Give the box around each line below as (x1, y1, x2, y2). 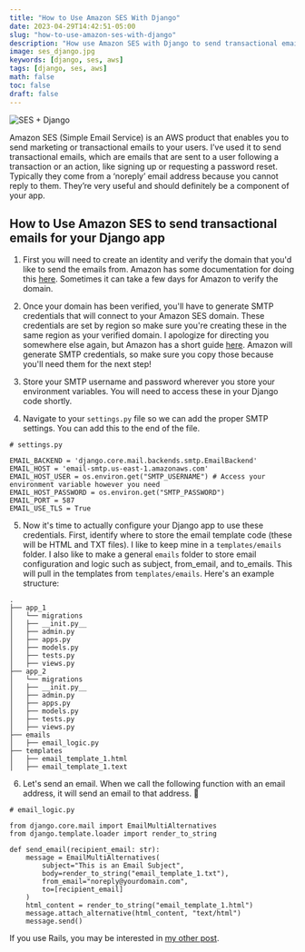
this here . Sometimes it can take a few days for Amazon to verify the (22, 273, 279, 284)
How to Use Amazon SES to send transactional (9, 215, 278, 232)
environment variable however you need (9, 481, 161, 490)
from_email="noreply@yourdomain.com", (42, 878, 189, 887)
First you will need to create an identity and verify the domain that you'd (22, 254, 292, 265)
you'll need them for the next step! (22, 359, 152, 370)
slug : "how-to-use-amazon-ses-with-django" (9, 30, 177, 39)
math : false (9, 73, 54, 82)
